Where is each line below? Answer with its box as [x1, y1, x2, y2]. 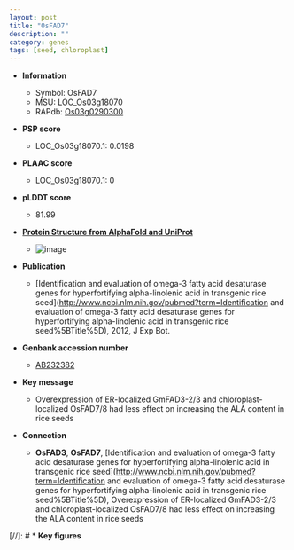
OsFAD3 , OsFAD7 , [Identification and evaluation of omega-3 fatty [35, 447, 276, 458]
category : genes [9, 37, 69, 47]
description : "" [9, 29, 69, 38]
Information [21, 70, 67, 81]
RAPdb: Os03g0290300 [35, 106, 124, 117]
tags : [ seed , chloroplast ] [9, 46, 109, 55]
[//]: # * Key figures [9, 530, 81, 541]
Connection [21, 430, 66, 441]
